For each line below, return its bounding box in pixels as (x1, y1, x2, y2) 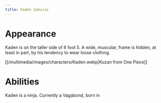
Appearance (5, 28, 57, 39)
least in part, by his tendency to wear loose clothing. (5, 49, 111, 55)
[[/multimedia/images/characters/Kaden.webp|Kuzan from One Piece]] (5, 59, 148, 65)
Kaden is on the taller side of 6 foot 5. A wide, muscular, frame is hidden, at (5, 44, 156, 50)
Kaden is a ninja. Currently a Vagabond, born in (5, 92, 100, 98)
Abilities (5, 76, 40, 87)
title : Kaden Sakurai (5, 7, 49, 12)
